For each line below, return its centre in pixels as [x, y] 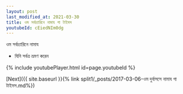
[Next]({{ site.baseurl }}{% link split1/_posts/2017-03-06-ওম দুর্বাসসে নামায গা [91, 79]
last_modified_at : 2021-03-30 [43, 17]
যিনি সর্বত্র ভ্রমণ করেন [31, 56]
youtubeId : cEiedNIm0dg [35, 28]
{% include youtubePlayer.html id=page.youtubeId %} [71, 68]
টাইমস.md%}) [20, 86]
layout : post [22, 11]
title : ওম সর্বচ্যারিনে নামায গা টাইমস [39, 22]
